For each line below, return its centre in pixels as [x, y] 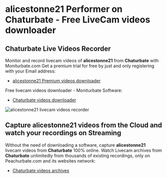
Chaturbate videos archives [41, 171]
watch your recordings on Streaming [63, 133]
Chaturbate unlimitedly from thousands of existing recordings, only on [78, 156]
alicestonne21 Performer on [64, 9]
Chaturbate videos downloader [44, 100]
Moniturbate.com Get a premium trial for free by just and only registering [80, 66]
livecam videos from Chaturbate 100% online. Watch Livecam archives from [83, 150]
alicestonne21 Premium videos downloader [56, 81]
